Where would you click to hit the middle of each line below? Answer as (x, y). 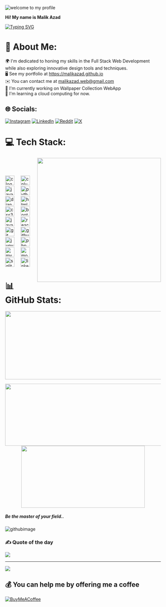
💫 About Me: (31, 47)
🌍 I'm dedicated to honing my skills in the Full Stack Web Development (77, 61)
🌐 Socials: (21, 109)
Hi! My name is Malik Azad (33, 17)
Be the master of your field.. (35, 517)
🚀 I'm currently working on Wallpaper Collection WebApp (63, 88)
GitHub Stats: (33, 300)
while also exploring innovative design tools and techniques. (66, 68)
